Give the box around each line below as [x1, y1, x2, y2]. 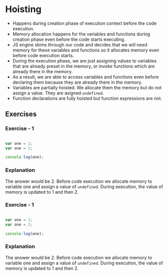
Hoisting [5, 4, 42, 15]
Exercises [5, 110, 37, 119]
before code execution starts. [12, 52, 74, 59]
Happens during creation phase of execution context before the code [12, 20, 157, 26]
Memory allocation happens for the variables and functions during [12, 31, 150, 37]
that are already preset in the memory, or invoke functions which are [12, 63, 155, 69]
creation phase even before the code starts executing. [12, 36, 126, 42]
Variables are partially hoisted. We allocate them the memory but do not [12, 84, 162, 90]
